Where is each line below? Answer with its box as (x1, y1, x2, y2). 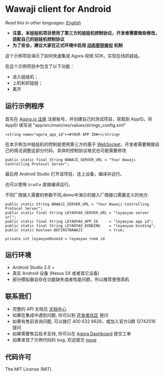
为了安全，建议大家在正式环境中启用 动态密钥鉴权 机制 (12, 42, 123, 48)
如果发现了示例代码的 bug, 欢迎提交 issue (12, 337, 97, 343)
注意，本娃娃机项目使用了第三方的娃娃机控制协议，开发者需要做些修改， (12, 30, 160, 36)
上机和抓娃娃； (12, 80, 43, 86)
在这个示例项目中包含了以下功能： (5, 63, 75, 69)
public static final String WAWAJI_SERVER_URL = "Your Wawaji (5, 157, 136, 162)
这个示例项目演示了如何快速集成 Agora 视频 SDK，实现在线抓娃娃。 (5, 53, 143, 59)
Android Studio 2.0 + (12, 264, 55, 270)
